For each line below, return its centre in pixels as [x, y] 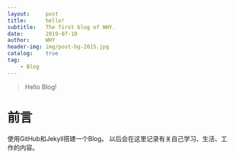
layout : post [33, 14]
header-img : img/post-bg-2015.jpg [58, 47]
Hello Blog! [41, 86]
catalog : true [33, 54]
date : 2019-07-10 [43, 34]
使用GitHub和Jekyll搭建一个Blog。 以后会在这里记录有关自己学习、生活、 [114, 138]
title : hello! [36, 21]
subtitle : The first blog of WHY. [61, 27]
